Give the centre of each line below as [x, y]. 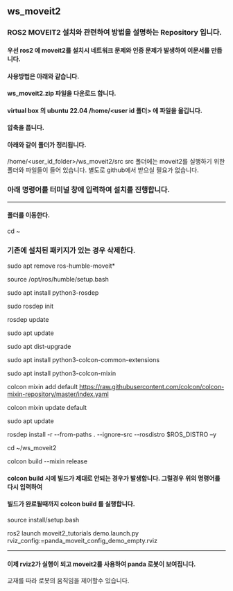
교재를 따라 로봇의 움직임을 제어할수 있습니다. [68, 581]
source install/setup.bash [43, 520]
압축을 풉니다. [26, 128]
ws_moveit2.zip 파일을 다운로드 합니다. [62, 94]
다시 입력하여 [25, 487]
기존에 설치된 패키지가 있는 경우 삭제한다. [71, 250]
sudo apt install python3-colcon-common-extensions [84, 360]
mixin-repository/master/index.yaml [58, 394]
